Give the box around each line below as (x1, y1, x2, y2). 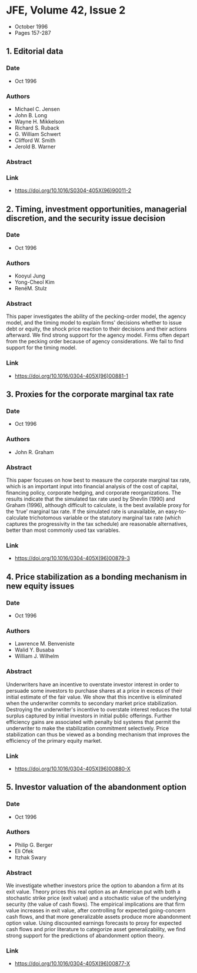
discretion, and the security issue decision (6, 213, 166, 223)
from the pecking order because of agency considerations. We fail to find (6, 338, 184, 345)
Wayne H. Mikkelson (14, 118, 65, 125)
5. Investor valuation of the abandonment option (6, 782, 187, 792)
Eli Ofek (14, 848, 34, 855)
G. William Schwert (14, 130, 61, 137)
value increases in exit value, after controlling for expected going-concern (6, 907, 186, 914)
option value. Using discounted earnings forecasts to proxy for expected (6, 919, 182, 926)
